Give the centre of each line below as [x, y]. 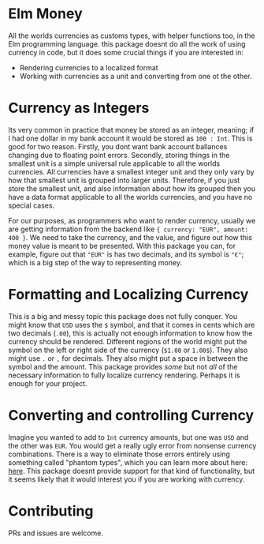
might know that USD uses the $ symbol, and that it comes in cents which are [132, 325]
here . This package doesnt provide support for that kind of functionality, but [132, 471]
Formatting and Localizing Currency [128, 295]
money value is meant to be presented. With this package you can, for [122, 246]
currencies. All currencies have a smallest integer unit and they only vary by [131, 171]
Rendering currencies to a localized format [89, 67]
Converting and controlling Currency [131, 415]
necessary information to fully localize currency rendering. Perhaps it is [124, 375]
